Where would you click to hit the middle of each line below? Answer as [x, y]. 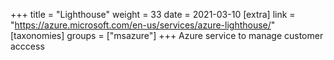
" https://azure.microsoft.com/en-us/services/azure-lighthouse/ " [143, 25]
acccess [27, 46]
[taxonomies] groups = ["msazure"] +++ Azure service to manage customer [167, 35]
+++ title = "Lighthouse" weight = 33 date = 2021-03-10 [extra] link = [153, 14]
